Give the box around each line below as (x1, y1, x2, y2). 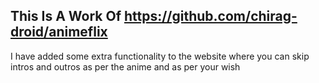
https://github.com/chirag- (123, 8, 298, 25)
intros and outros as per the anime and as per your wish (10, 60, 241, 73)
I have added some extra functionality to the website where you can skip (10, 50, 310, 62)
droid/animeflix (10, 24, 108, 41)
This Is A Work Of (10, 8, 122, 25)
